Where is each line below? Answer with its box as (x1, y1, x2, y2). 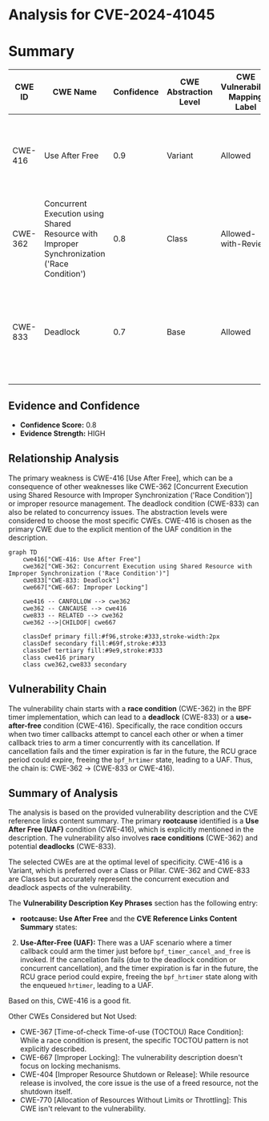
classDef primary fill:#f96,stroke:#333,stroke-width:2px (22, 632, 220, 641)
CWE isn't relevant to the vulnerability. (19, 1104, 147, 1114)
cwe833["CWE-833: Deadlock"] (22, 576, 120, 585)
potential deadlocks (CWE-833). (8, 842, 116, 852)
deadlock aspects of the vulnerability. (8, 883, 132, 892)
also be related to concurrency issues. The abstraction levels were (8, 507, 228, 516)
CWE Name (52, 87, 98, 98)
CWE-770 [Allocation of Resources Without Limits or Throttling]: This (19, 1095, 247, 1105)
